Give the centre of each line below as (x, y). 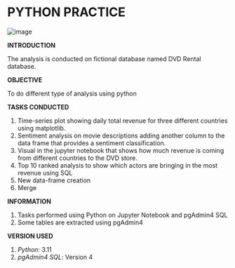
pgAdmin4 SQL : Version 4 (55, 257)
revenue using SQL (45, 173)
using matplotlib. (41, 128)
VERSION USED (31, 236)
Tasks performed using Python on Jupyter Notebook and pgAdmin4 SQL (122, 215)
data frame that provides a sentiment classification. (92, 143)
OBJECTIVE (25, 80)
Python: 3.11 (34, 249)
